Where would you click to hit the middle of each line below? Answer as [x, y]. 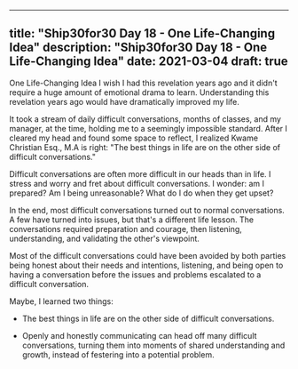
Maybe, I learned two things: [61, 301]
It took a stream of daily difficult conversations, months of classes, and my [145, 119]
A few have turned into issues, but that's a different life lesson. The [132, 220]
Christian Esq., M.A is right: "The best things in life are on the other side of [145, 147]
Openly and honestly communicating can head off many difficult [139, 335]
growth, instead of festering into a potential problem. [118, 354]
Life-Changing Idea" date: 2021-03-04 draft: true [149, 62]
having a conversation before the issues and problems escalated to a [135, 274]
